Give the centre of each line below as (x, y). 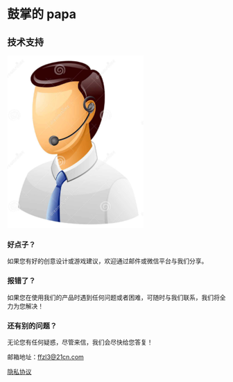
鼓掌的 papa (42, 14)
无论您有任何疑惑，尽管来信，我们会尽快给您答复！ (80, 342)
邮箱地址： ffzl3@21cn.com (46, 357)
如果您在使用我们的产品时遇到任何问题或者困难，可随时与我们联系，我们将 (113, 297)
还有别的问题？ (32, 326)
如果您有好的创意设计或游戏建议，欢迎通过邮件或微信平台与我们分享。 (107, 261)
